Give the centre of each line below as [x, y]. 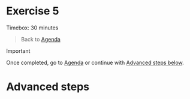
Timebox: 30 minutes [32, 28]
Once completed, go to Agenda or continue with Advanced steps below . [95, 62]
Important [18, 51]
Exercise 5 [33, 11]
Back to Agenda [41, 39]
